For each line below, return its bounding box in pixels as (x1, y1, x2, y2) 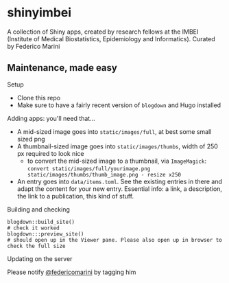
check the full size (7, 242, 67, 249)
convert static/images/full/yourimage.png (27, 165, 151, 172)
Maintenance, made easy (7, 62, 118, 73)
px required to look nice (16, 149, 84, 157)
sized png (16, 135, 46, 143)
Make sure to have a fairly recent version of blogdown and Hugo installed (16, 101, 221, 109)
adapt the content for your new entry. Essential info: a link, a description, (16, 184, 223, 193)
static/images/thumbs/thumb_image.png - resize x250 (27, 171, 182, 178)
